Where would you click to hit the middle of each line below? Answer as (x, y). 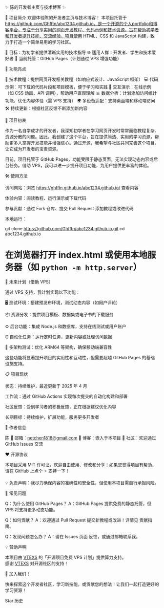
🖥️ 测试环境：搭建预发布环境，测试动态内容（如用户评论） (63, 303)
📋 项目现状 (17, 374)
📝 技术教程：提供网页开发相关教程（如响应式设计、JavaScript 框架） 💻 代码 (82, 79)
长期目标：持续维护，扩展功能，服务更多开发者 (52, 417)
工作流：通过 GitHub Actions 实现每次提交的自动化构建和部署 (66, 396)
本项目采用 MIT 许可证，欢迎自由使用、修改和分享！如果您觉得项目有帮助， (81, 465)
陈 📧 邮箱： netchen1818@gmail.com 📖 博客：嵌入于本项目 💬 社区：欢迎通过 (81, 438)
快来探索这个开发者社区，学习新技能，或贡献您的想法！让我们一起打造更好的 (82, 584)
